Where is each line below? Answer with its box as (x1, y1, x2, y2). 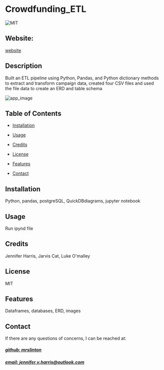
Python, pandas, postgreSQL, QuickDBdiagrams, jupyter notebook (5, 198, 140, 204)
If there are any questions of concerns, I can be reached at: (5, 335, 126, 341)
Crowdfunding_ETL (5, 3, 87, 15)
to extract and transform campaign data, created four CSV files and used (5, 80, 154, 86)
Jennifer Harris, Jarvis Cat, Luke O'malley (5, 253, 90, 259)
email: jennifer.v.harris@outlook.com (5, 359, 85, 365)
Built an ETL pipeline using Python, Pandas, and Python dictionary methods (5, 75, 159, 81)
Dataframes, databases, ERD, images (5, 308, 81, 314)
